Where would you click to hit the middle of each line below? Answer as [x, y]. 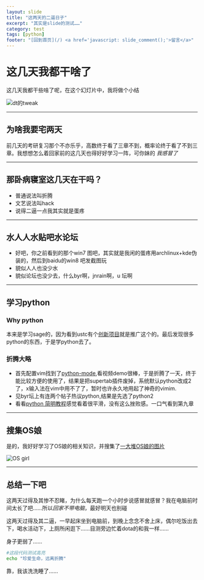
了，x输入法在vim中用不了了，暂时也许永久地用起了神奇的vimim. [96, 389]
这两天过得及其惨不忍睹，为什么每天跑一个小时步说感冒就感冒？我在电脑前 [99, 500]
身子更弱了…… [24, 541]
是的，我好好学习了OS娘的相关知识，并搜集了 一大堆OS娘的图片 [86, 446]
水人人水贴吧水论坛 [42, 237]
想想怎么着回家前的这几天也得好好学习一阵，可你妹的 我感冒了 [100, 153]
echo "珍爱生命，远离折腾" [36, 558]
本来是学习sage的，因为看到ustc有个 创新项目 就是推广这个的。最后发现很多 [100, 334]
